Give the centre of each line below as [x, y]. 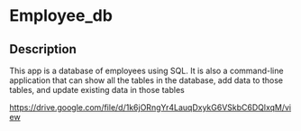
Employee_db [61, 16]
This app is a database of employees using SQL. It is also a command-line [146, 70]
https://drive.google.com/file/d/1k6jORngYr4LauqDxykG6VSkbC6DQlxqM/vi [150, 108]
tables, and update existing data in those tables [97, 90]
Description [43, 49]
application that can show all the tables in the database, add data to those [146, 80]
